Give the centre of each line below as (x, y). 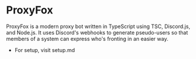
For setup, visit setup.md (45, 50)
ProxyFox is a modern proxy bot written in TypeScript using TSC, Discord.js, (98, 26)
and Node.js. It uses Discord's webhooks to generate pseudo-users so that (97, 32)
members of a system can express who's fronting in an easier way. (87, 39)
